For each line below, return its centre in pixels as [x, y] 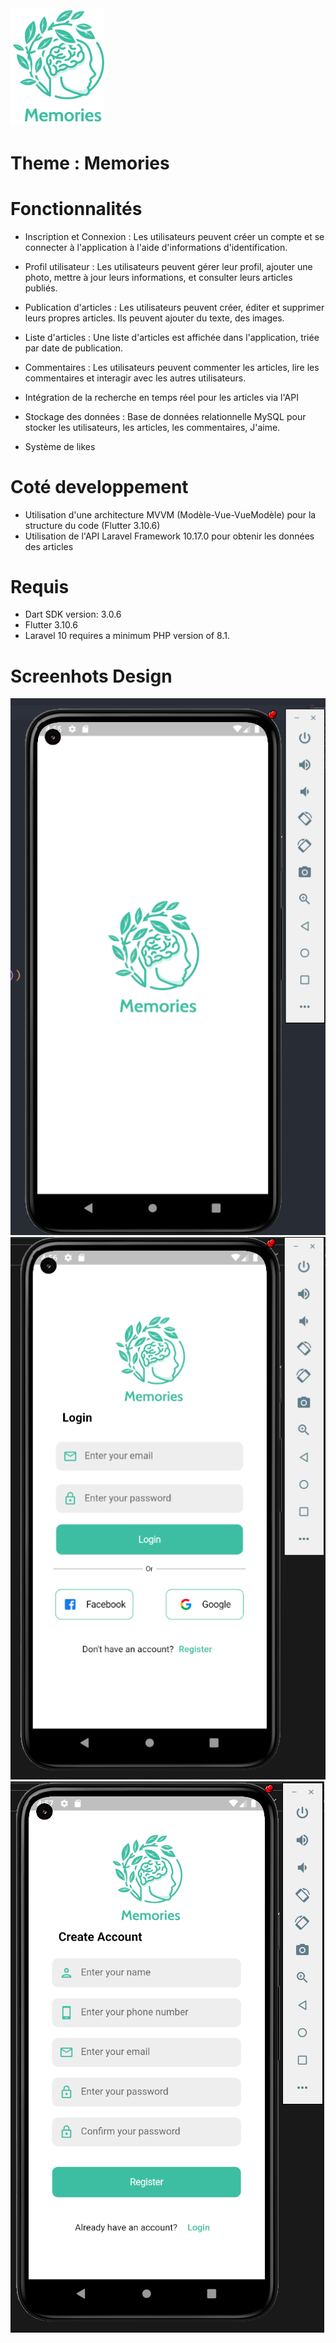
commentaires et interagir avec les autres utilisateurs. [135, 378]
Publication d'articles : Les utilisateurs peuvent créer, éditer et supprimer [174, 307]
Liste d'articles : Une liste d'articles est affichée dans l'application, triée [172, 337]
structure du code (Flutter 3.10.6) [92, 525]
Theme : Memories [90, 163]
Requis [40, 586]
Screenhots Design [91, 676]
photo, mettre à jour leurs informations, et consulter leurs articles [158, 277]
